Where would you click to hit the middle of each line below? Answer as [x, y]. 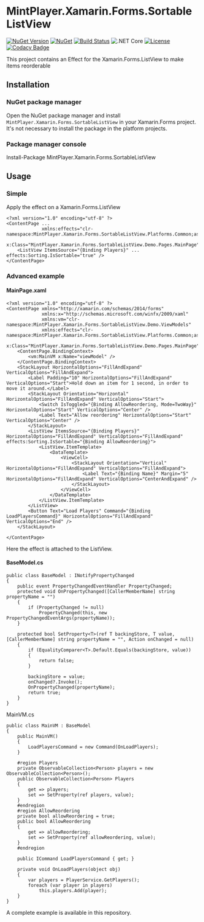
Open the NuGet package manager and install [63, 115]
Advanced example [36, 276]
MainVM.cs [20, 714]
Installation [28, 85]
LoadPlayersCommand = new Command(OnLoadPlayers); [93, 747]
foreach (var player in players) [70, 885]
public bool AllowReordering [54, 821]
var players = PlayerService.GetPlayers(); [84, 880]
